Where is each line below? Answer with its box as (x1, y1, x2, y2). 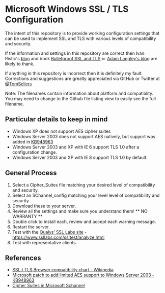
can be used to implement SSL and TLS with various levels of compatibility (5, 36, 156, 41)
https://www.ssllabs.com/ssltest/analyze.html (12, 234, 105, 240)
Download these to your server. (12, 203, 76, 209)
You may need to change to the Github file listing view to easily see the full (5, 95, 156, 102)
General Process (5, 169, 57, 177)
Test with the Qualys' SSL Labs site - (12, 229, 87, 235)
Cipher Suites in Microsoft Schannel (12, 283, 85, 289)
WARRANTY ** (12, 213, 43, 219)
